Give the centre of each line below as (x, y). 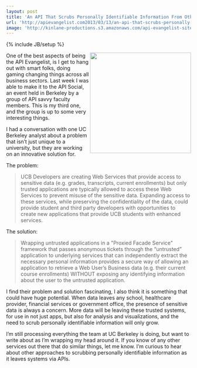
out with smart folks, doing (38, 68)
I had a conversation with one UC (46, 129)
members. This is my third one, (43, 105)
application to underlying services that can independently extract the (104, 256)
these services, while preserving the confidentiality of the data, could (104, 202)
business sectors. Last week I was (47, 81)
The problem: (22, 166)
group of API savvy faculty (38, 99)
